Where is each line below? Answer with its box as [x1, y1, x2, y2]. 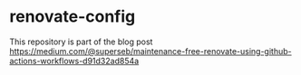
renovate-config [9, 6, 136, 27]
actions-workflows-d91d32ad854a [9, 55, 140, 66]
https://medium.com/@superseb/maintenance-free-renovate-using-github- [9, 45, 292, 56]
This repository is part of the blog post [9, 36, 153, 47]
